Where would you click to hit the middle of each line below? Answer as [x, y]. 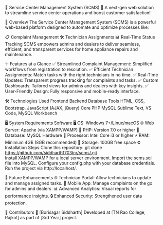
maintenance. [19, 54]
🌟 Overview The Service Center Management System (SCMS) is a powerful [81, 22]
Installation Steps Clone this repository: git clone [54, 148]
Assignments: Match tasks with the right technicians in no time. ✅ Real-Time [81, 75]
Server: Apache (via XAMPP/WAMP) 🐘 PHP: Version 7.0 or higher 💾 [72, 130]
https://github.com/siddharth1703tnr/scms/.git [51, 153]
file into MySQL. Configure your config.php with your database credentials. [80, 163]
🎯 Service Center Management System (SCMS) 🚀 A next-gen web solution [80, 8]
